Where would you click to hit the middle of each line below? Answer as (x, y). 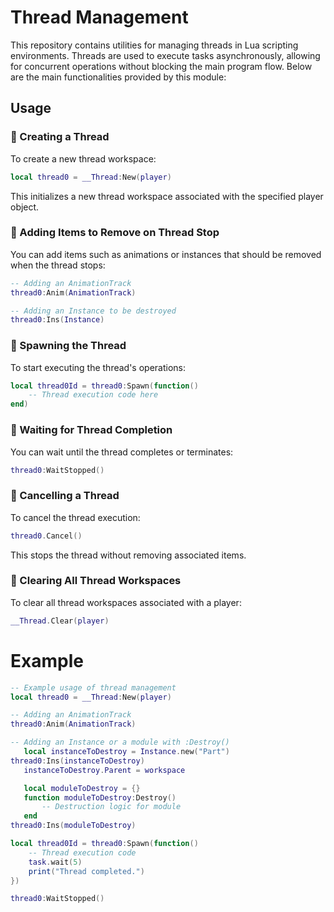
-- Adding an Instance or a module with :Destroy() (120, 742)
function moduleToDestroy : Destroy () (100, 797)
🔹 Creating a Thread (60, 137)
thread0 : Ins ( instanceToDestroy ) (77, 761)
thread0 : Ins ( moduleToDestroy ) (73, 826)
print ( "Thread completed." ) (86, 871)
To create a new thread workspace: (83, 158)
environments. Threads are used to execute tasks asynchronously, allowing (165, 55)
